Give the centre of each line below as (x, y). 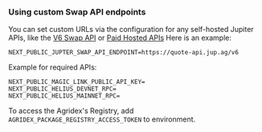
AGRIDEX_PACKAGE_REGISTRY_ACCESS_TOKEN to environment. (102, 119)
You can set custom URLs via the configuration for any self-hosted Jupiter (131, 30)
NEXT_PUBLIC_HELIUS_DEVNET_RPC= (62, 89)
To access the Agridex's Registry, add (71, 111)
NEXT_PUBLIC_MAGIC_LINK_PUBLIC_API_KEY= (77, 82)
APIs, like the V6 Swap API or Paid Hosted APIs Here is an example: (120, 38)
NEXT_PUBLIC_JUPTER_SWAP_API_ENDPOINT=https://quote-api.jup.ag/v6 (124, 53)
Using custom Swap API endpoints (77, 12)
